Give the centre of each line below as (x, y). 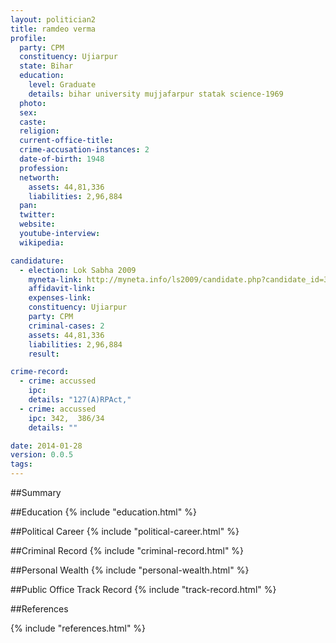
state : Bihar (46, 66)
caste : (33, 122)
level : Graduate (62, 85)
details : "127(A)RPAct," (80, 400)
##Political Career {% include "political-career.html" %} (125, 531)
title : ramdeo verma (53, 29)
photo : (33, 103)
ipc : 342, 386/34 (66, 418)
